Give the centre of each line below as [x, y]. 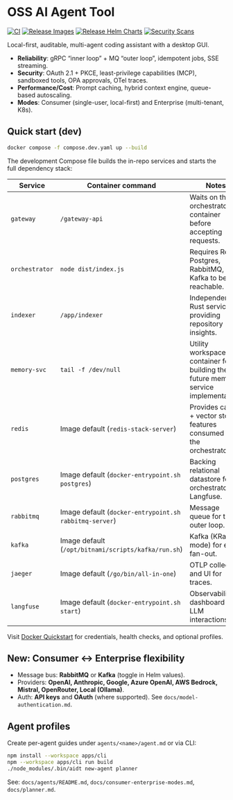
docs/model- [181, 698]
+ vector [203, 416]
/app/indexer [81, 315]
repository [206, 323]
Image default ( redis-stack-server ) [118, 429]
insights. [203, 332]
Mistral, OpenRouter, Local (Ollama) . [71, 690]
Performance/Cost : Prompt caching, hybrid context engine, [103, 87]
